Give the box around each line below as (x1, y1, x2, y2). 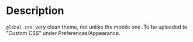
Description (6, 4, 64, 17)
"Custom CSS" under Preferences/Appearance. (6, 29, 120, 36)
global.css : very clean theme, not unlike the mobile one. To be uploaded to (6, 23, 188, 30)
